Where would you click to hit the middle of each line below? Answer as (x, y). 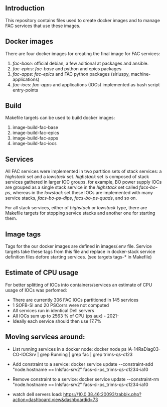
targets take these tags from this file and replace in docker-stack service (80, 252)
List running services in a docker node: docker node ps (69, 349)
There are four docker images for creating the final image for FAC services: (83, 53)
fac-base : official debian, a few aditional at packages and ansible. (80, 63)
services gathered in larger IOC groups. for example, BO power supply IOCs (83, 182)
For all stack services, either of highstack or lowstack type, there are (76, 208)
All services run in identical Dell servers (53, 310)
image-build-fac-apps (35, 138)
